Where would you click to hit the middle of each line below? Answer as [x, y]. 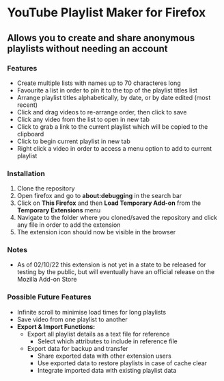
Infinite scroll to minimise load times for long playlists [91, 312]
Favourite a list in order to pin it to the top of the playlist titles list [107, 90]
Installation [26, 173]
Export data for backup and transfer [78, 348]
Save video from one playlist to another [72, 319]
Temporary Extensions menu [59, 210]
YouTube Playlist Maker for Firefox [107, 13]
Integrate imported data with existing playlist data [107, 370]
